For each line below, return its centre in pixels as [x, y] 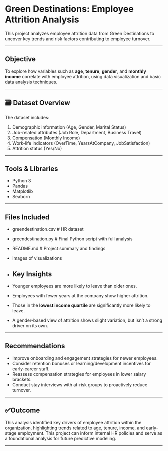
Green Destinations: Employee [69, 9]
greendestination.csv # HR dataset [48, 229]
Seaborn [21, 197]
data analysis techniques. [31, 82]
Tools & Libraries [32, 169]
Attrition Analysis [42, 20]
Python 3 [22, 181]
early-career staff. [31, 369]
